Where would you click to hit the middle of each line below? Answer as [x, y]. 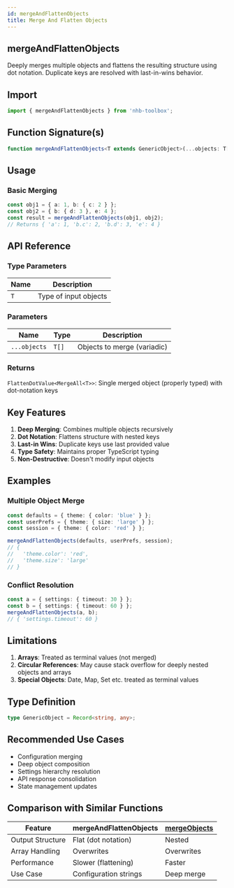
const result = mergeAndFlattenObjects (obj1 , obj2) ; [86, 218]
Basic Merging [32, 191]
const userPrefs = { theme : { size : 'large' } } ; [81, 522]
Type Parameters [37, 266]
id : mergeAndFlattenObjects [48, 14]
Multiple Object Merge [46, 501]
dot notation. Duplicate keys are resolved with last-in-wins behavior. [105, 73]
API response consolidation [57, 779]
